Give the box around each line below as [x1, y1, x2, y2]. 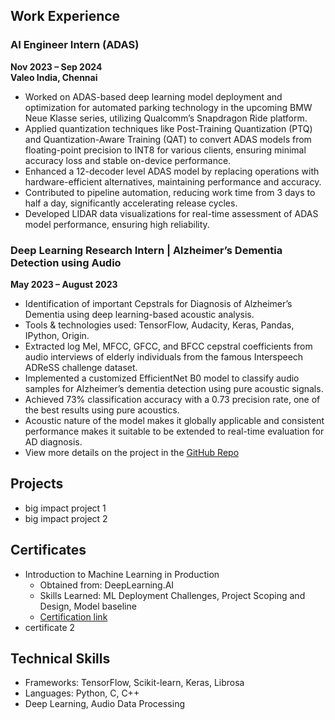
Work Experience [10, 8, 121, 25]
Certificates [10, 542, 87, 559]
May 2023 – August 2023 [10, 278, 118, 290]
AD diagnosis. [24, 435, 83, 448]
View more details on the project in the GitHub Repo [24, 446, 240, 458]
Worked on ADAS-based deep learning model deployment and [24, 90, 283, 103]
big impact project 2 [24, 512, 108, 524]
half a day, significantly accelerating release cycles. [24, 197, 238, 209]
